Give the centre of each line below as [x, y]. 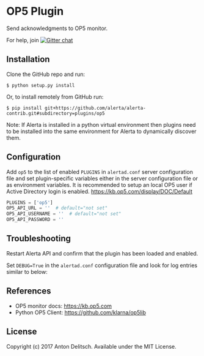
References [29, 291]
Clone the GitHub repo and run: [46, 74]
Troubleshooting [39, 239]
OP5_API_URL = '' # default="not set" [57, 208]
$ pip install [24, 108]
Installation [28, 59]
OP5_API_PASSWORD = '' [35, 220]
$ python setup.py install [41, 85]
